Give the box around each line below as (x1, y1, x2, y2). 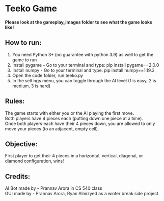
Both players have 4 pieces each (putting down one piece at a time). (5, 115, 143, 121)
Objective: (5, 140, 38, 148)
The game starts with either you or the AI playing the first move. (5, 110, 134, 116)
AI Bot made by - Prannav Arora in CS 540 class (5, 185, 102, 191)
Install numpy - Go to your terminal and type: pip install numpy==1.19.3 (12, 67, 155, 73)
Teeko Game (5, 3, 57, 14)
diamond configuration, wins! (5, 158, 64, 164)
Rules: (5, 97, 25, 105)
